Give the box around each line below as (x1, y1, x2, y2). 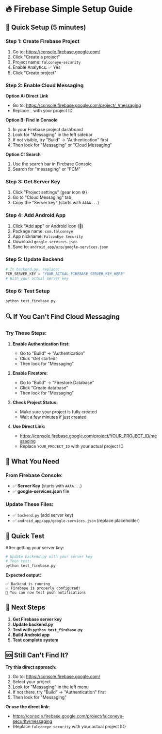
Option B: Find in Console (5, 117, 58, 123)
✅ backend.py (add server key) (12, 512, 74, 518)
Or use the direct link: (5, 703, 50, 710)
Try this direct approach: (5, 664, 57, 670)
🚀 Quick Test (5, 532, 45, 540)
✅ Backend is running (5, 581, 50, 586)
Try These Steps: (5, 330, 47, 337)
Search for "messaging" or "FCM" (12, 166, 81, 172)
